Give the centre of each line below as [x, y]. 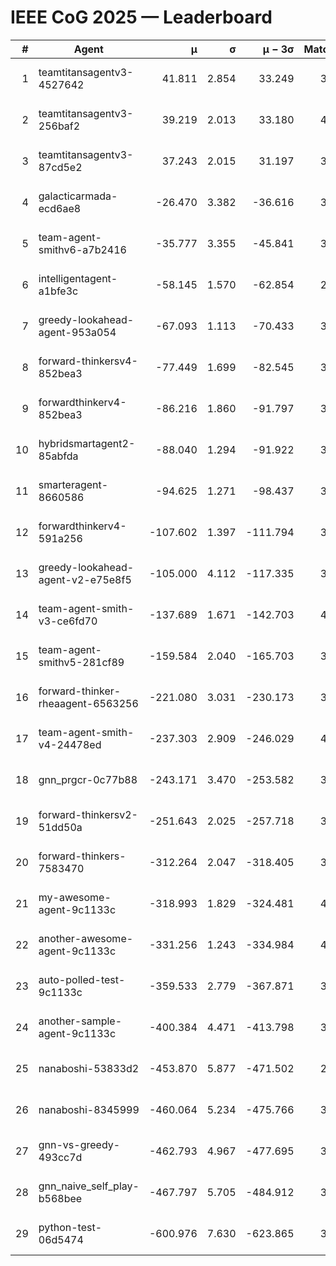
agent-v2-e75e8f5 [85, 579]
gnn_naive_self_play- [89, 1186]
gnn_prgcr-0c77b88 [88, 779]
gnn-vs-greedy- [79, 1144]
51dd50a [60, 827]
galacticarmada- [78, 196]
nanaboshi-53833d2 [89, 1068]
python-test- [70, 1227]
